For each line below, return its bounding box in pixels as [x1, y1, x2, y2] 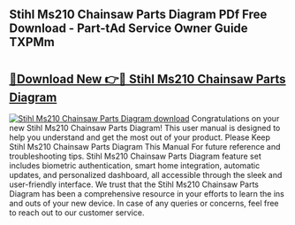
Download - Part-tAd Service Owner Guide [9, 21, 249, 36]
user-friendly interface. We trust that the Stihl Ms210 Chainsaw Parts [9, 179, 259, 190]
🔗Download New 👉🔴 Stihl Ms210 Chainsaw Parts [9, 71, 286, 87]
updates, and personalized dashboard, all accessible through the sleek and [9, 170, 283, 180]
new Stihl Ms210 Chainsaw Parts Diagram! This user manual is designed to [9, 123, 281, 133]
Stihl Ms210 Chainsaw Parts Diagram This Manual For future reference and [9, 142, 281, 151]
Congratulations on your [191, 113, 280, 123]
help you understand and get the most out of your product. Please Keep [9, 132, 271, 143]
